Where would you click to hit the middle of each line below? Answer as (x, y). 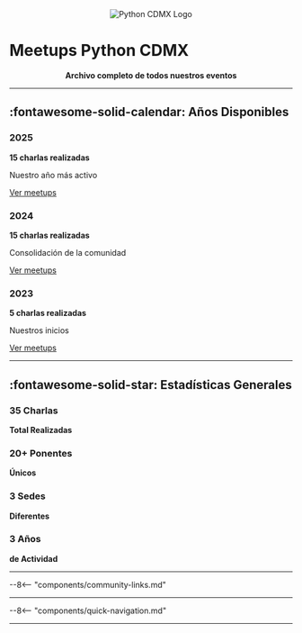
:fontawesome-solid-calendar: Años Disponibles (149, 112)
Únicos (23, 473)
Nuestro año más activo (53, 175)
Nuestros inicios (39, 330)
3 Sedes (28, 496)
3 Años (26, 539)
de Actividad (34, 558)
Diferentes (30, 516)
